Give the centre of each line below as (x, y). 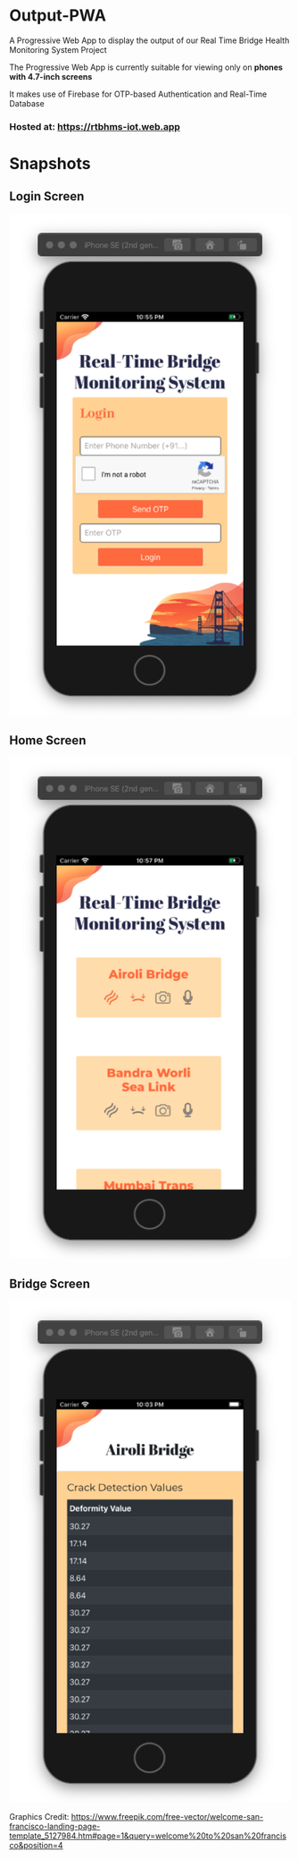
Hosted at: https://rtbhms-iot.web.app (95, 126)
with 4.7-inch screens (51, 76)
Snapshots (50, 164)
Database (27, 103)
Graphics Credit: (39, 1817)
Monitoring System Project (58, 49)
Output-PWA (58, 16)
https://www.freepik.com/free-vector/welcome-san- (167, 1817)
